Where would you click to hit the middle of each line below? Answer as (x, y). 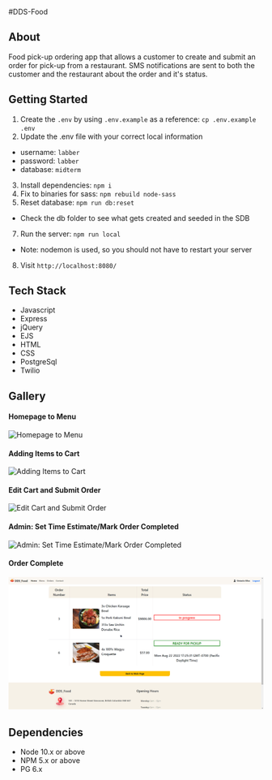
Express (34, 319)
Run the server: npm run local (70, 234)
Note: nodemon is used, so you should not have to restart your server (136, 249)
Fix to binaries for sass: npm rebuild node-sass (98, 193)
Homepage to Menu (42, 416)
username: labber (50, 152)
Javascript (38, 310)
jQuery (31, 327)
